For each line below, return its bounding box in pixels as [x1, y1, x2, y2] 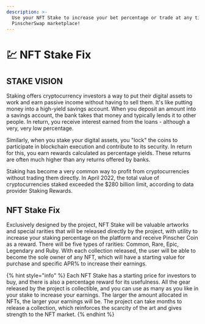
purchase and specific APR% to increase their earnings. [6, 260, 147, 267]
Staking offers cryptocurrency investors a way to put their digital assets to [6, 92, 193, 99]
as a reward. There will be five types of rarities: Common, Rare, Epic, [6, 240, 179, 248]
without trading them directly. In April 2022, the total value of [6, 175, 160, 182]
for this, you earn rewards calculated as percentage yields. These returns [6, 149, 191, 157]
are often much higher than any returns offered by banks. [6, 156, 151, 164]
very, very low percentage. [6, 124, 74, 132]
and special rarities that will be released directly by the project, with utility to [6, 228, 198, 235]
